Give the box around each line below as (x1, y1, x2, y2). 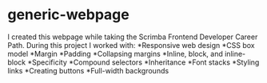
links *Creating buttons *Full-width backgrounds (7, 65, 169, 75)
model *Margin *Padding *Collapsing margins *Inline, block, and (7, 49, 223, 58)
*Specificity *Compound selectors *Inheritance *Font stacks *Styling (26, 57, 260, 67)
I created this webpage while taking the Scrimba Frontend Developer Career (7, 32, 258, 41)
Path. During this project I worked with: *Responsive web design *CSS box (7, 40, 255, 49)
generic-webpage (7, 6, 130, 24)
